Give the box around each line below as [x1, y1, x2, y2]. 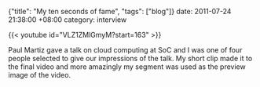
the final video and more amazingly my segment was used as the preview [8, 62, 246, 71]
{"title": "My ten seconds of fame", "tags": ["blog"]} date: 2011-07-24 [8, 7, 232, 16]
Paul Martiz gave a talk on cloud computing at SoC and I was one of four [8, 45, 243, 54]
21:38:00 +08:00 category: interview [8, 15, 127, 24]
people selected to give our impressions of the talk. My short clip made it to [8, 54, 253, 63]
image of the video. [8, 71, 71, 79]
